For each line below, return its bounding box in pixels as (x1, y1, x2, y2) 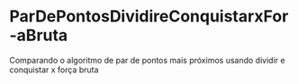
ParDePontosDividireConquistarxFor (9, 6, 289, 27)
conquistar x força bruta (9, 64, 99, 75)
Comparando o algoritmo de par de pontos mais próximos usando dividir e (9, 55, 285, 65)
